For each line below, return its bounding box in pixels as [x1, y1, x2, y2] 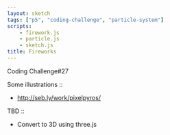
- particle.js [19, 36, 60, 42]
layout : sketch [7, 10, 51, 17]
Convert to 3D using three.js [16, 120, 97, 128]
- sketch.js [19, 42, 53, 49]
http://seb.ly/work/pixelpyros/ [16, 93, 101, 101]
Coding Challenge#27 [7, 66, 69, 75]
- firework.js [19, 29, 60, 36]
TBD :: [7, 107, 25, 115]
